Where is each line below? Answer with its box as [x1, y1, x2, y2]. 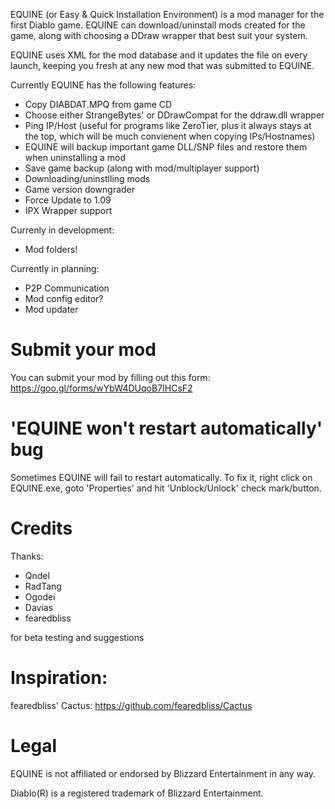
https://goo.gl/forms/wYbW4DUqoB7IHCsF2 [10, 382, 193, 394]
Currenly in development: [10, 224, 115, 236]
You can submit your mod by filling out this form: [10, 371, 211, 383]
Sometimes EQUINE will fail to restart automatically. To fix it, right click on [10, 471, 313, 483]
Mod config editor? [24, 293, 104, 304]
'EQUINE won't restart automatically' [10, 417, 323, 440]
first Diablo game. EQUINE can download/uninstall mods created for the [10, 19, 306, 31]
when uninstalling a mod [24, 152, 127, 163]
